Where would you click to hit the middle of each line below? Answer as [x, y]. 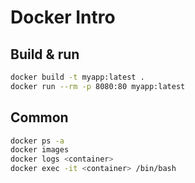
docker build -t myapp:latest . [77, 77]
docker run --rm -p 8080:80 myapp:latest [98, 86]
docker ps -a [37, 141]
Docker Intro [63, 17]
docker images [40, 150]
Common [39, 117]
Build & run [45, 54]
